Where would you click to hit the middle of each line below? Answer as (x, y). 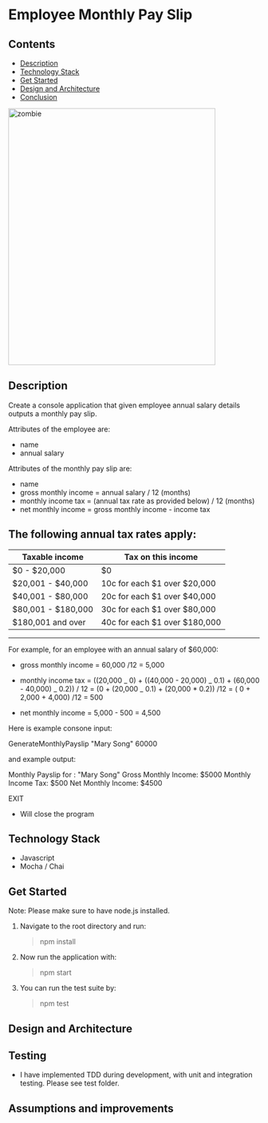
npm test (54, 1003)
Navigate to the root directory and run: (83, 926)
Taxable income (53, 557)
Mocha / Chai (42, 866)
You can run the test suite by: (68, 988)
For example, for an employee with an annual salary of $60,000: (114, 649)
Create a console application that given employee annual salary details (124, 405)
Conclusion (38, 97)
